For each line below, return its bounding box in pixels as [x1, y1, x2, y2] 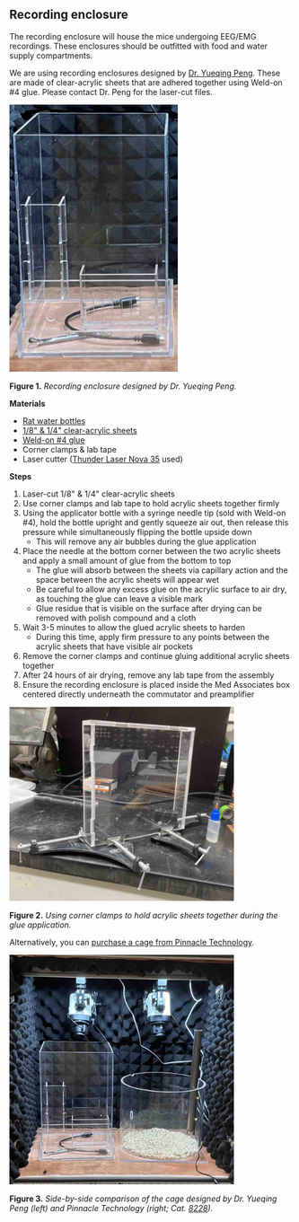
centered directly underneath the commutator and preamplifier [22, 689, 255, 699]
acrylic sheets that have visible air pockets [35, 641, 194, 652]
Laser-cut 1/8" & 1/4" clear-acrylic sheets [22, 488, 175, 499]
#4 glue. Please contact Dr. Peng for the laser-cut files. [9, 86, 213, 97]
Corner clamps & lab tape [22, 444, 117, 454]
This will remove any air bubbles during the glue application [35, 536, 257, 547]
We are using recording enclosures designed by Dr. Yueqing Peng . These [9, 67, 281, 78]
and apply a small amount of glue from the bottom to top [22, 555, 232, 566]
